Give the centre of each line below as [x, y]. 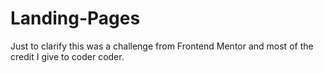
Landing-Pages [75, 18]
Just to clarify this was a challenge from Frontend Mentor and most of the [162, 46]
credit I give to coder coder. [67, 56]
